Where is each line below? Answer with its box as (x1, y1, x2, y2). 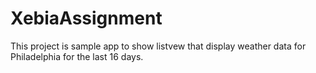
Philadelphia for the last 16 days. (10, 50, 144, 62)
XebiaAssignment (10, 7, 163, 30)
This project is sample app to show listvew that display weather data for (10, 40, 307, 52)
